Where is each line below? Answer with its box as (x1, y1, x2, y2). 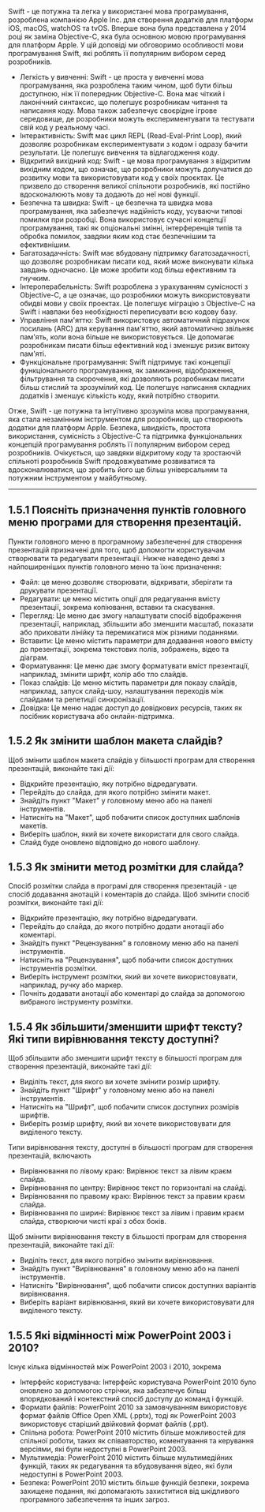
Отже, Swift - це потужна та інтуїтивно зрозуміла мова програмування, (8, 406, 250, 415)
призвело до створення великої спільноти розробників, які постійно (19, 182, 251, 190)
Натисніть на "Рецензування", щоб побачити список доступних (19, 955, 233, 965)
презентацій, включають (8, 1151, 92, 1161)
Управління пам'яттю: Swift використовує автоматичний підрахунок (19, 316, 250, 324)
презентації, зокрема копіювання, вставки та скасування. (19, 602, 215, 612)
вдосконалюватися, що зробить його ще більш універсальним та (8, 465, 228, 474)
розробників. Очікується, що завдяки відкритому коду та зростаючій (8, 448, 242, 457)
